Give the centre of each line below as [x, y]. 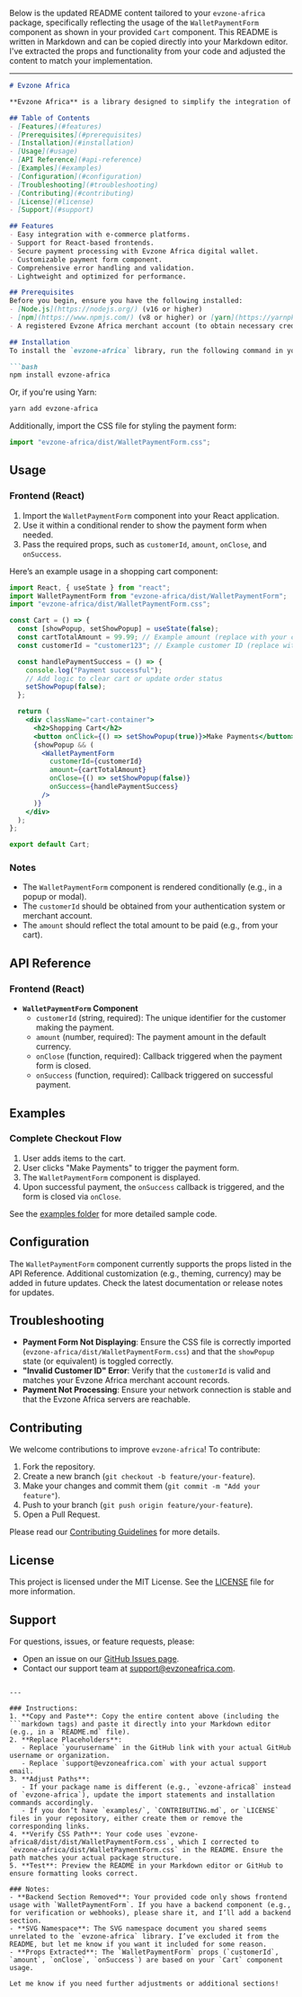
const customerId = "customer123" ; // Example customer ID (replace [148, 645]
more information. [42, 1592]
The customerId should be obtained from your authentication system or [154, 906]
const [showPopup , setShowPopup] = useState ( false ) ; [118, 629]
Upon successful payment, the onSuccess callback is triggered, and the [153, 1186]
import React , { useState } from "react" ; [90, 588]
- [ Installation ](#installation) [72, 143]
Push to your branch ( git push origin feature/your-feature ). [138, 1505]
